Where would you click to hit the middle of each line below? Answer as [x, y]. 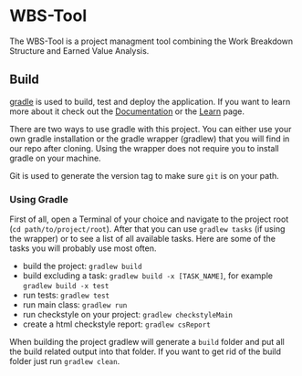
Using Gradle [39, 199]
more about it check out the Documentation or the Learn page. [127, 111]
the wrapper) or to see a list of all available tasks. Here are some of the [143, 239]
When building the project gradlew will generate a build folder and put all [147, 342]
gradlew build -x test [66, 287]
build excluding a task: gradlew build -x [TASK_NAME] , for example [148, 276]
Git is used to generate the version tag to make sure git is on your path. [145, 175]
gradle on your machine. [56, 158]
